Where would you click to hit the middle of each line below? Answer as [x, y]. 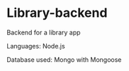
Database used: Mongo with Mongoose [64, 59]
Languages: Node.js [36, 46]
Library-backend [57, 13]
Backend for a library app [44, 32]
